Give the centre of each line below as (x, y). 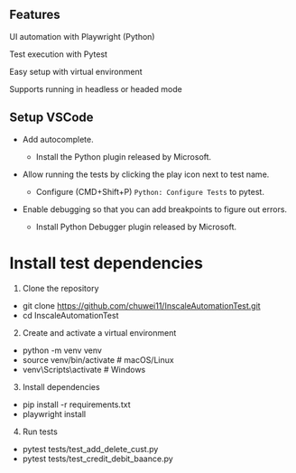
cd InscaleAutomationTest (70, 315)
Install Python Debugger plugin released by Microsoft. (136, 227)
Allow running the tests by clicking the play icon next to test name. (146, 174)
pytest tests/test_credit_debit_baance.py (97, 459)
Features (35, 15)
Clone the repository (60, 288)
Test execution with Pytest (59, 54)
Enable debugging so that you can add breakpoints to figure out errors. (154, 209)
